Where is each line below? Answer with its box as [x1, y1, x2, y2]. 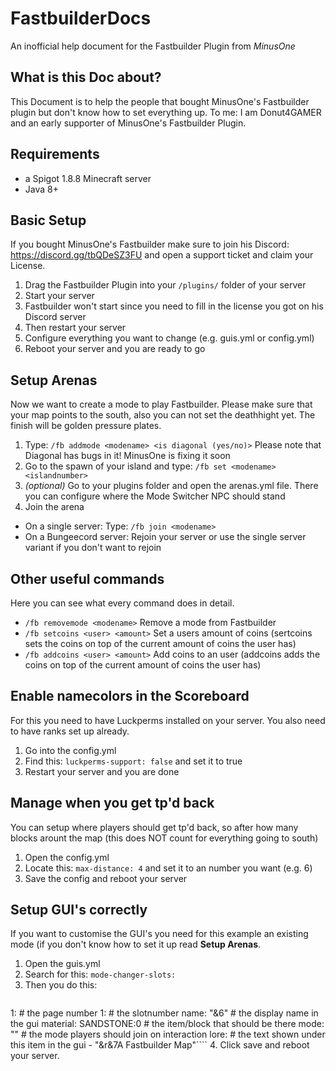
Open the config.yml [24, 851, 110, 863]
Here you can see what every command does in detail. [10, 597, 235, 609]
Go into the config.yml [24, 744, 117, 756]
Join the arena [24, 501, 85, 513]
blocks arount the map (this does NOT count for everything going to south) [10, 832, 319, 844]
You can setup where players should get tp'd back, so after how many [10, 821, 299, 833]
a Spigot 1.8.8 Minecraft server [24, 172, 152, 184]
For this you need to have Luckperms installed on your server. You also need [10, 714, 326, 726]
